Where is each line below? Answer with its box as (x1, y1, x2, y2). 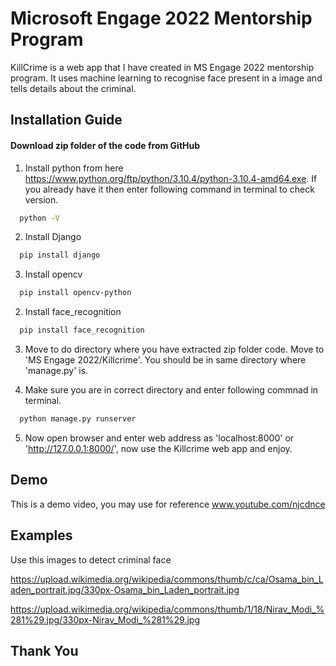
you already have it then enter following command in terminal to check (24, 183, 315, 195)
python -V (19, 213, 60, 223)
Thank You (10, 642, 79, 659)
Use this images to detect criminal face (10, 553, 172, 566)
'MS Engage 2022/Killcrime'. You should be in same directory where (24, 354, 307, 366)
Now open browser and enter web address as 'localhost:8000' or (24, 432, 295, 444)
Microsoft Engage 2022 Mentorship (10, 7, 313, 30)
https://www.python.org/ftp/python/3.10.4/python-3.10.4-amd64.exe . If (24, 172, 318, 184)
